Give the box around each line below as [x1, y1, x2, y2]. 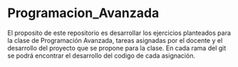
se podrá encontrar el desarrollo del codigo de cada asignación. [7, 51, 196, 60]
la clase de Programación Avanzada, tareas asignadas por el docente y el [7, 36, 223, 44]
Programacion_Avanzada [7, 5, 160, 21]
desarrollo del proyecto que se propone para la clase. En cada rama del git [7, 43, 227, 52]
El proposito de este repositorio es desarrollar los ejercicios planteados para [7, 29, 232, 37]
